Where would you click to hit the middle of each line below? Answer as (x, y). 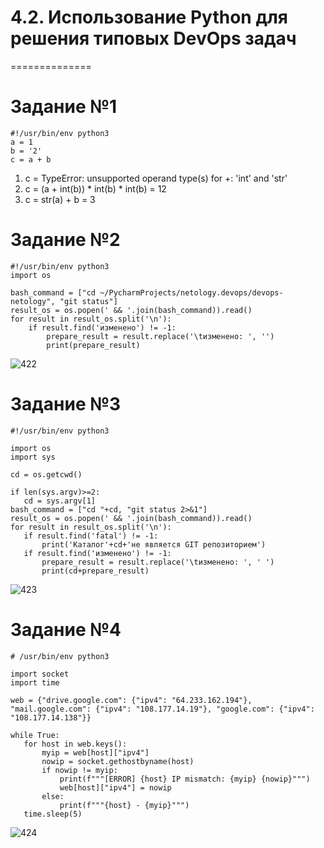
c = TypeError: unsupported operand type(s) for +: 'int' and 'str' (156, 178)
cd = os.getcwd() (46, 474)
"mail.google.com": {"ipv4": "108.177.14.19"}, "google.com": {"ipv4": (162, 709)
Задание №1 (64, 107)
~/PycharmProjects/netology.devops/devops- (191, 292)
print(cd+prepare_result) (95, 571)
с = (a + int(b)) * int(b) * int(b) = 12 (95, 188)
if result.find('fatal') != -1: (91, 536)
